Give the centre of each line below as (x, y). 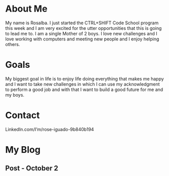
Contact (23, 116)
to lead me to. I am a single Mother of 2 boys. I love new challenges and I (81, 33)
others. (13, 44)
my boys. (15, 95)
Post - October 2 (32, 168)
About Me (26, 9)
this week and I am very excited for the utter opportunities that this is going (83, 28)
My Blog (23, 150)
